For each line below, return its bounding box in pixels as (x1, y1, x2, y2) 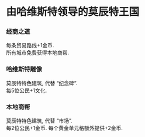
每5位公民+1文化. (6, 87, 47, 94)
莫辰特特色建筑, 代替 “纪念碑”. (6, 79, 78, 86)
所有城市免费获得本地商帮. (6, 49, 70, 56)
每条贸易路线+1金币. (6, 42, 54, 49)
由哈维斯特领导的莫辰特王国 (6, 5, 140, 19)
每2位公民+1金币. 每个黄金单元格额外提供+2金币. (6, 125, 123, 132)
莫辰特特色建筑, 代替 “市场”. (6, 117, 72, 124)
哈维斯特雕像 (6, 65, 43, 73)
